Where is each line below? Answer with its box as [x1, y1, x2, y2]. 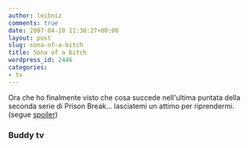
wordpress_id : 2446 [8, 56, 73, 64]
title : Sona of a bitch [8, 49, 87, 56]
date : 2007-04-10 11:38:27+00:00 [8, 26, 119, 34]
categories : [8, 64, 48, 72]
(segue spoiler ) [8, 109, 58, 119]
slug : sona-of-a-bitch [8, 41, 83, 49]
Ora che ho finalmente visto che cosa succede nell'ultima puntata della [8, 92, 241, 102]
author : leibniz [8, 11, 62, 20]
